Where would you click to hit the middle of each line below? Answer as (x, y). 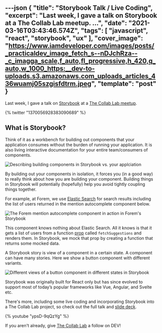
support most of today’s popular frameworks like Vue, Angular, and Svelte (79, 287)
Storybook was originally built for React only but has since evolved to (74, 282)
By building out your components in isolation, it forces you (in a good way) (79, 174)
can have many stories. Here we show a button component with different (77, 258)
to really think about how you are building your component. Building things (79, 179)
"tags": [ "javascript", (114, 31)
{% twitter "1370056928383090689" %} (45, 112)
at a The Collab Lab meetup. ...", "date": (66, 23)
